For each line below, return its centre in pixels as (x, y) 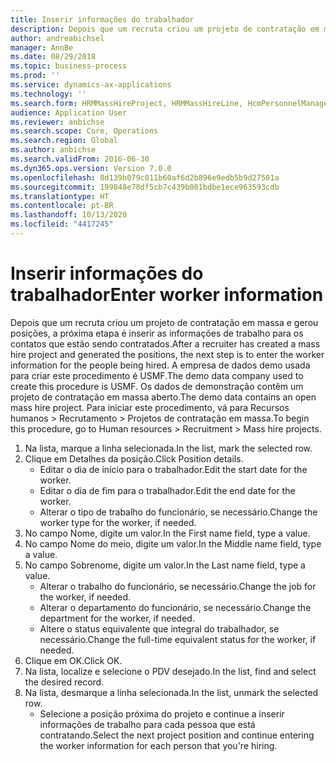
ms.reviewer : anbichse (57, 122)
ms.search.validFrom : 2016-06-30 (80, 159)
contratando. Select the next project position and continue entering (177, 735)
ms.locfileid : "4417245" (62, 224)
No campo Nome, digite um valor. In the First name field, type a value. (167, 533)
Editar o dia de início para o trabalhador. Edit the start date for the (173, 469)
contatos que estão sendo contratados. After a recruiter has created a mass (165, 343)
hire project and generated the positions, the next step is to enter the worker (167, 354)
